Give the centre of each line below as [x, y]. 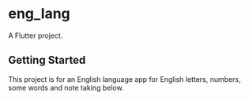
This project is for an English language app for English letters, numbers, [124, 79]
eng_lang [40, 14]
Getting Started [47, 60]
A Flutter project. [36, 35]
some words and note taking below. [66, 87]
